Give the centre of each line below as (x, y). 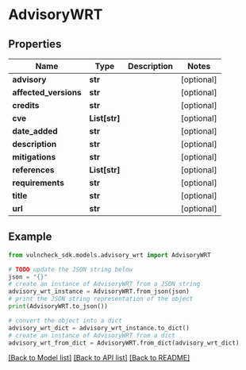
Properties (35, 44)
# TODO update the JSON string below (71, 269)
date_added (35, 131)
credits (26, 105)
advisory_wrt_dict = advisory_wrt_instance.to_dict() (99, 328)
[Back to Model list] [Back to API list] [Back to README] (99, 358)
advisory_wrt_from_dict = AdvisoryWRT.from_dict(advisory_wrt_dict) (124, 343)
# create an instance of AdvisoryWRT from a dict (92, 335)
